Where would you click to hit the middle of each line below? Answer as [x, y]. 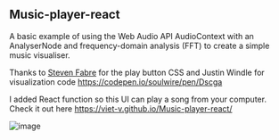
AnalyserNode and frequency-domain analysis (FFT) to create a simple [139, 45]
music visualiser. [40, 55]
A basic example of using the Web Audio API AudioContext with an [131, 36]
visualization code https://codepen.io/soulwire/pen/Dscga [116, 82]
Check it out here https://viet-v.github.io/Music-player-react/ [121, 108]
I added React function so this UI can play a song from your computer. [138, 99]
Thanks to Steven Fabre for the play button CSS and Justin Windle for [137, 72]
